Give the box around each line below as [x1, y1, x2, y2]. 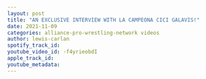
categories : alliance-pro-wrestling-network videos [7, 29, 160, 36]
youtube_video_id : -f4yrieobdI [7, 49, 98, 56]
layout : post [7, 10, 45, 17]
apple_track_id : [7, 55, 54, 62]
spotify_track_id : [7, 42, 60, 49]
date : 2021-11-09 [7, 23, 58, 30]
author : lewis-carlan [7, 36, 70, 43]
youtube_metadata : [7, 61, 60, 68]
